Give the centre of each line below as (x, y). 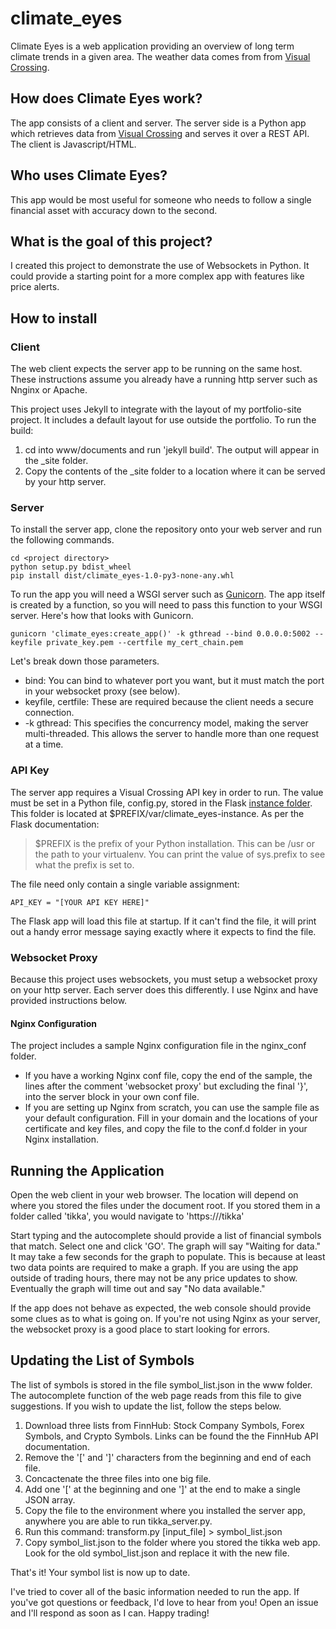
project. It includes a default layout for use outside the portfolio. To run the (163, 420)
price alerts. (35, 287)
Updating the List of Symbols (102, 1360)
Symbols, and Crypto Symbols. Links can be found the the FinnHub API (171, 1436)
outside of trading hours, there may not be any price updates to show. (154, 1278)
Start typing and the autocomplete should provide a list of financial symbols (166, 1235)
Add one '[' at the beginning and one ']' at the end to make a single (163, 1489)
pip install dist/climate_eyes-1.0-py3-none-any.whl (122, 576)
